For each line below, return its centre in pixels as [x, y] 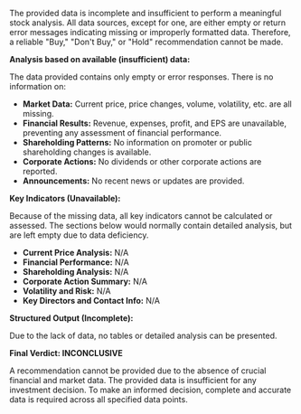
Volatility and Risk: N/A [66, 291]
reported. [40, 171]
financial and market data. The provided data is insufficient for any [133, 380]
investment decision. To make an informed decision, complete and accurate [150, 390]
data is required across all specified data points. [99, 400]
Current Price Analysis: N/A [75, 253]
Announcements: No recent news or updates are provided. [133, 181]
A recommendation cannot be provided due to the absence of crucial [138, 371]
